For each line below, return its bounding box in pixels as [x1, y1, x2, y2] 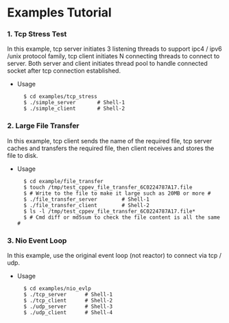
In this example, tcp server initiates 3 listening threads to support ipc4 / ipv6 [7, 45, 222, 53]
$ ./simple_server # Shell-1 [23, 99, 125, 106]
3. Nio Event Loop [7, 235, 67, 245]
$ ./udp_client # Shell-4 [23, 309, 113, 316]
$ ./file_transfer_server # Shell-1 [23, 195, 149, 203]
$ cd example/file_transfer [23, 178, 104, 184]
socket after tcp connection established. [7, 67, 121, 75]
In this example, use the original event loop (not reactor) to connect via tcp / [7, 252, 221, 260]
